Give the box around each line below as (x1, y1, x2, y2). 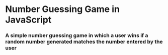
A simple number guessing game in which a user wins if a (5, 32, 148, 39)
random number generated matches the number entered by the (5, 38, 163, 45)
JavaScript (5, 14, 52, 25)
